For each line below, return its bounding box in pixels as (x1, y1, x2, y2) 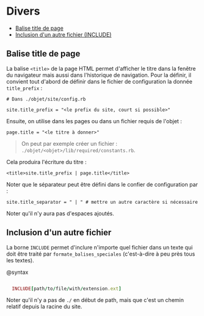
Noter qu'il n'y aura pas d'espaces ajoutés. (6, 209, 115, 217)
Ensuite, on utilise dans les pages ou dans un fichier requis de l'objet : (6, 117, 182, 124)
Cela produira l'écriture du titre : (6, 158, 87, 165)
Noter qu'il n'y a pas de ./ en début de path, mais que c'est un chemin (6, 296, 184, 304)
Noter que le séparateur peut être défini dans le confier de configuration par (6, 181, 199, 188)
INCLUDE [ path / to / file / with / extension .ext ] (12, 285, 122, 292)
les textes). (6, 256, 35, 264)
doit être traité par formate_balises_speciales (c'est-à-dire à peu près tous (6, 250, 195, 257)
